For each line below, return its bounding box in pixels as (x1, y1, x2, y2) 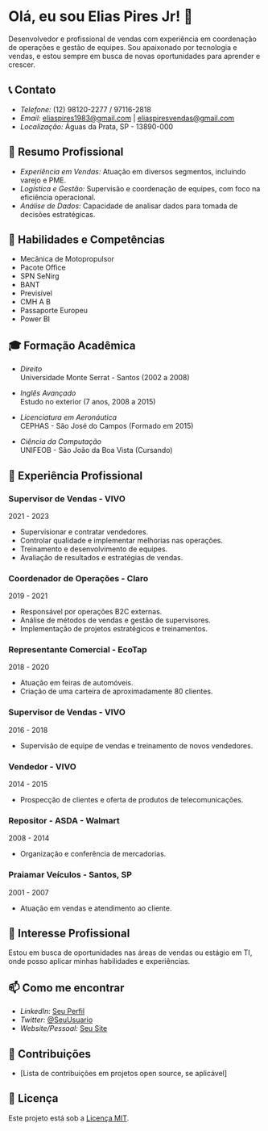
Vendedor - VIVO (8, 760, 76, 772)
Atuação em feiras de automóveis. (19, 678, 134, 688)
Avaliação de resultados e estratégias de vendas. (19, 552, 183, 562)
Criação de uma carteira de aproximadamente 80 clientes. (19, 686, 213, 697)
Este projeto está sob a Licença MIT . (8, 1113, 130, 1123)
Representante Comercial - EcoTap (8, 644, 147, 656)
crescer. (8, 60, 36, 69)
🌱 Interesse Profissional (8, 927, 130, 940)
